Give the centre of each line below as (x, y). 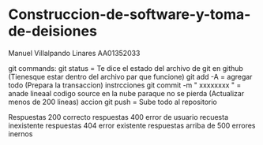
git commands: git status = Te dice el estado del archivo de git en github (126, 68)
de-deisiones (53, 31)
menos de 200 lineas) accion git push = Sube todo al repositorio (113, 102)
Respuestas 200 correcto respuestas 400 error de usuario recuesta (118, 117)
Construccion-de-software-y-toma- (130, 15)
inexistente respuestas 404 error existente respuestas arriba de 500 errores (132, 125)
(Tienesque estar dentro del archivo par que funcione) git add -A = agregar (130, 76)
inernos (21, 134)
